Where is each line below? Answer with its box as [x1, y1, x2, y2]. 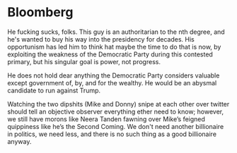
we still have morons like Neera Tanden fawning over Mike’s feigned [7, 114, 205, 123]
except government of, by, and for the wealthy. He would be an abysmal [7, 78, 217, 87]
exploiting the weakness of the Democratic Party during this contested [7, 50, 214, 59]
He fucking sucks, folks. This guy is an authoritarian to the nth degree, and [7, 27, 225, 36]
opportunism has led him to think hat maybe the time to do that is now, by [7, 42, 221, 51]
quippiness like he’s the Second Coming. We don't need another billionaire [7, 122, 224, 130]
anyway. [7, 137, 32, 145]
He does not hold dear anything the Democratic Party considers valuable [7, 71, 220, 80]
